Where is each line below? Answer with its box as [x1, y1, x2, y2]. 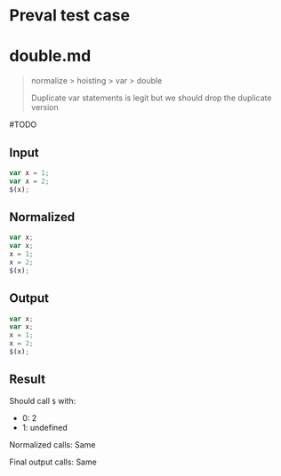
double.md [9, 46, 92, 67]
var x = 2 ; [9, 177, 50, 186]
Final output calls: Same [9, 456, 98, 467]
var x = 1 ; [9, 168, 50, 178]
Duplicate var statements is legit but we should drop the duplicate [30, 92, 272, 103]
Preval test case [9, 5, 131, 26]
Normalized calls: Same [9, 439, 96, 449]
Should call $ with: [9, 395, 76, 406]
